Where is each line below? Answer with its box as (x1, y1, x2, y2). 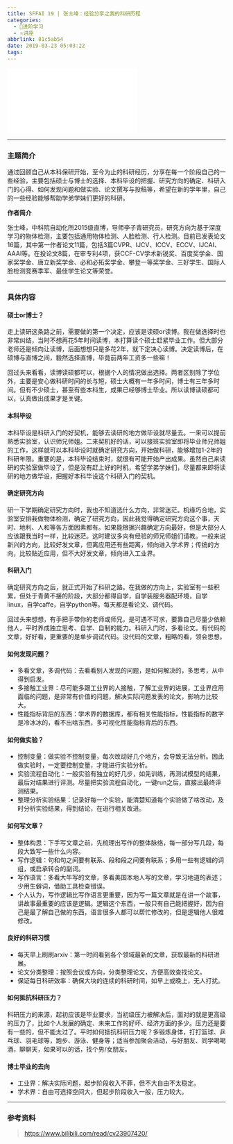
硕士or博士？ (7, 310, 44, 319)
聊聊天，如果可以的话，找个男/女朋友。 (19, 1045, 132, 1053)
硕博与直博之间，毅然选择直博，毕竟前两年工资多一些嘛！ (7, 353, 171, 362)
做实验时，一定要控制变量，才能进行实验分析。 (17, 761, 151, 769)
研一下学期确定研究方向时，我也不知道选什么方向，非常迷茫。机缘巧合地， (7, 505, 220, 514)
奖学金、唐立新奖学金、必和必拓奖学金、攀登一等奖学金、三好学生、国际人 (12, 258, 226, 267)
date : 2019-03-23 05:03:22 (7, 42, 85, 49)
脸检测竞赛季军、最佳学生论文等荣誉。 (7, 267, 116, 275)
